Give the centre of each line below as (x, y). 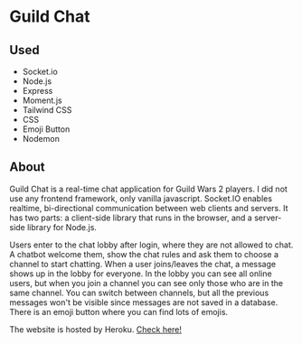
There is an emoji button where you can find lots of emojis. (119, 311)
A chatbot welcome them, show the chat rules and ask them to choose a (144, 254)
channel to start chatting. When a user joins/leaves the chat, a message (143, 264)
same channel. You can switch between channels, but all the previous (139, 293)
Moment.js (42, 100)
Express (38, 91)
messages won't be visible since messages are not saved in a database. (144, 302)
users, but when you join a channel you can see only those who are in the (146, 283)
